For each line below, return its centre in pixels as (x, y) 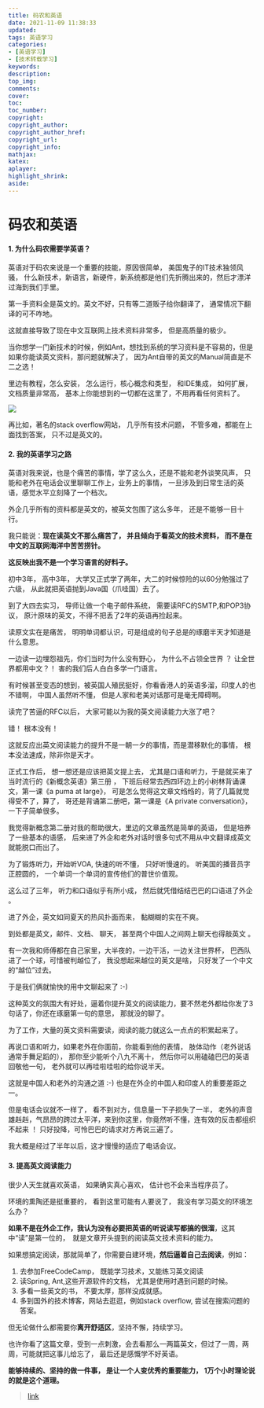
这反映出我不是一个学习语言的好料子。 (70, 562)
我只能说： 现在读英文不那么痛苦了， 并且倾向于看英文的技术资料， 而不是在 (130, 536)
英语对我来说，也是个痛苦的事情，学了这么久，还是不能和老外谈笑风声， (125, 473)
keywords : (24, 67)
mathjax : (22, 154)
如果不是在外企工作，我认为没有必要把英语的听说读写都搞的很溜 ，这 (118, 1228)
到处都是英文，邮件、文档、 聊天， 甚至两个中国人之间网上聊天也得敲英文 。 (132, 934)
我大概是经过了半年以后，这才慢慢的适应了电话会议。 (94, 1146)
